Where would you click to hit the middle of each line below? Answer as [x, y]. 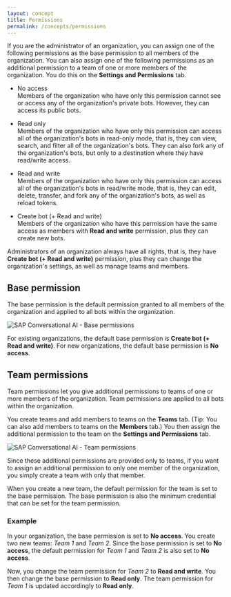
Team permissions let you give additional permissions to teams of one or [110, 391]
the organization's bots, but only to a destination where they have [110, 153]
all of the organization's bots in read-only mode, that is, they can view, [117, 138]
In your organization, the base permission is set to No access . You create [111, 536]
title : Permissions [35, 20]
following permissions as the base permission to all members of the [103, 53]
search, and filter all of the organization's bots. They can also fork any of [120, 146]
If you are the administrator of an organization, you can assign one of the [111, 46]
